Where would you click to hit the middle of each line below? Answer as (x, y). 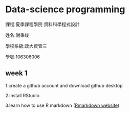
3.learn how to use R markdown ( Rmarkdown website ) (62, 105)
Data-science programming (65, 9)
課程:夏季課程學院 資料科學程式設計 (42, 24)
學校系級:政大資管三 (26, 46)
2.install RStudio (23, 95)
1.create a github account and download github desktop (64, 85)
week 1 (16, 73)
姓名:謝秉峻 (17, 35)
